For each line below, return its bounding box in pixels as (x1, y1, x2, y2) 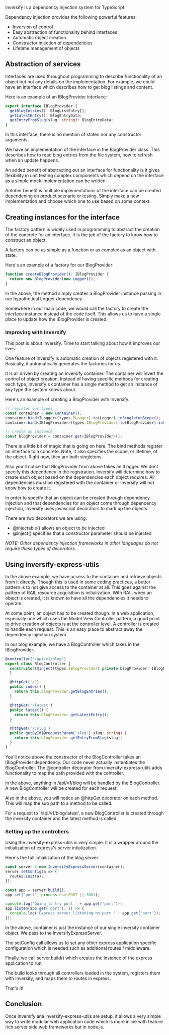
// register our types (5, 406, 53, 411)
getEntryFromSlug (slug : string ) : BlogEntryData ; (10, 118, 114, 123)
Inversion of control (12, 24, 53, 30)
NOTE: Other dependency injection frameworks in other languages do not (5, 540, 158, 547)
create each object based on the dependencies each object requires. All (5, 474, 155, 480)
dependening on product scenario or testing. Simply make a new (5, 193, 139, 199)
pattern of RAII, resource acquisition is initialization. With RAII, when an (5, 589, 152, 595)
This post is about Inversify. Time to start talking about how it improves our (5, 340, 160, 346)
